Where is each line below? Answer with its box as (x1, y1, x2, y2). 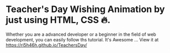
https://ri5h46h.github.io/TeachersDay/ (6, 42, 88, 48)
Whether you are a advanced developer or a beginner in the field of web (6, 31, 156, 37)
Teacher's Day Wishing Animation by (6, 4, 165, 15)
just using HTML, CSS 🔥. (6, 14, 111, 26)
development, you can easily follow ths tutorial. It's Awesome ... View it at (6, 36, 159, 42)
